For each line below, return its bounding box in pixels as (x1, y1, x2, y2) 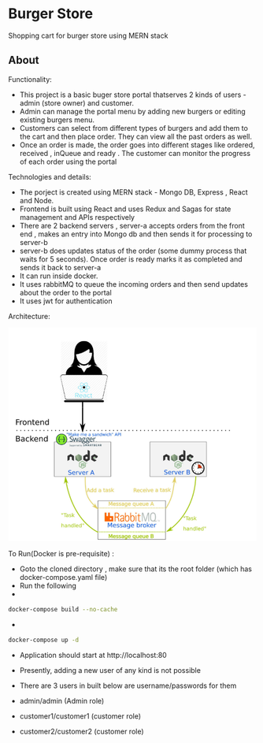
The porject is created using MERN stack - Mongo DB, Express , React (19, 187, 248, 197)
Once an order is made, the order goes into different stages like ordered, (19, 139, 255, 150)
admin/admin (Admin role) (19, 696, 105, 705)
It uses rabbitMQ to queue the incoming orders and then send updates (19, 279, 248, 288)
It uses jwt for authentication (19, 296, 113, 306)
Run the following (19, 581, 77, 591)
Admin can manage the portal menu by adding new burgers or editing (19, 106, 246, 116)
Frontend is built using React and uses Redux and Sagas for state (19, 204, 232, 214)
